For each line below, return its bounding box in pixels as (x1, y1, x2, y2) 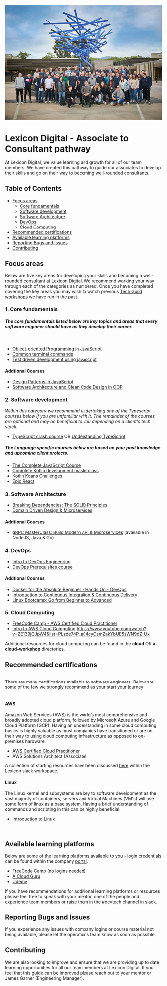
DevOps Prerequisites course (12, 564, 73, 570)
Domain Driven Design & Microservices (12, 507, 93, 513)
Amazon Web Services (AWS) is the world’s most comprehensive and (5, 712, 148, 718)
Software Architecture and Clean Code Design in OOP (12, 384, 123, 390)
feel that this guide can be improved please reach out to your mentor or (5, 970, 152, 976)
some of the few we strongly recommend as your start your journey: (5, 684, 145, 690)
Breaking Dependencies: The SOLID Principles (12, 502, 108, 508)
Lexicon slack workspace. (5, 768, 59, 774)
